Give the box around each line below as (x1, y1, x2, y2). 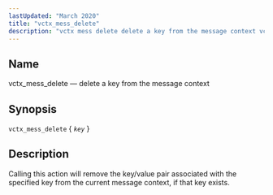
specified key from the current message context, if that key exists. (8, 177, 230, 187)
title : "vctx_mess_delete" (8, 19, 100, 28)
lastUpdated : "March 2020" (8, 11, 100, 20)
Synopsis (8, 102, 57, 116)
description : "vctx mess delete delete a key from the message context (8, 27, 256, 35)
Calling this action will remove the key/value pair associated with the (8, 168, 237, 179)
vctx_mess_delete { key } (8, 123, 90, 133)
